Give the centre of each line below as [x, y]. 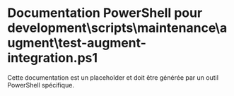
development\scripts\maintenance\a [117, 28]
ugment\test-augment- [77, 43]
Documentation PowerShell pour [105, 13]
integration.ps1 [52, 58]
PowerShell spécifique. [41, 85]
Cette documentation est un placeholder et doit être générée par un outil [113, 77]
